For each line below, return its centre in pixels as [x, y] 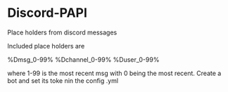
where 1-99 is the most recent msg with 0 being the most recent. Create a [114, 73]
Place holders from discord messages [62, 32]
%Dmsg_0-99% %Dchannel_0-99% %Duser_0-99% [83, 59]
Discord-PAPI [47, 13]
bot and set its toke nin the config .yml [63, 80]
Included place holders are [46, 46]
